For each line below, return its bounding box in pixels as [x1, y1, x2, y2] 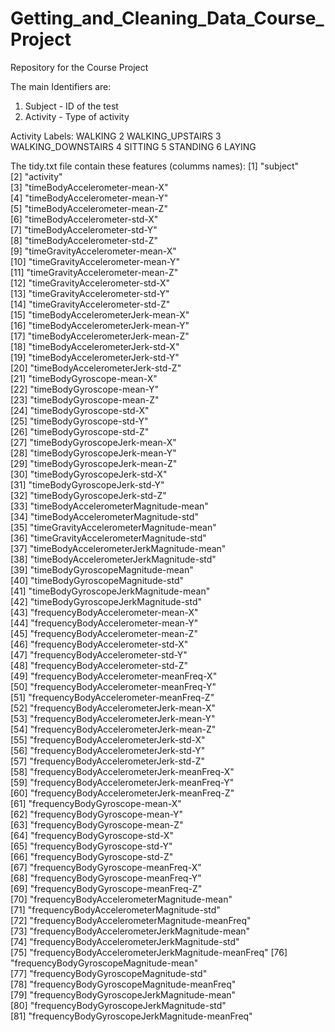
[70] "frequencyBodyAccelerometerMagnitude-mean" [10, 893, 233, 905]
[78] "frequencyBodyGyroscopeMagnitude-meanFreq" [10, 978, 237, 990]
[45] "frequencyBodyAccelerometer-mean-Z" [10, 627, 198, 639]
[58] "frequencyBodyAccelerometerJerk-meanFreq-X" [10, 765, 235, 777]
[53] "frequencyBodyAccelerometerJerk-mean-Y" [10, 712, 216, 724]
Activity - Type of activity [24, 110, 130, 122]
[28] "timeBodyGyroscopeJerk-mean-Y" [10, 447, 177, 459]
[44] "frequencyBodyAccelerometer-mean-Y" [10, 617, 199, 629]
